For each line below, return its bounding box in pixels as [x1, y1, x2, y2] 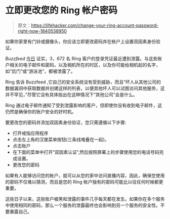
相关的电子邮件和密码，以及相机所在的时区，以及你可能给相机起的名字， [9, 62, 160, 68]
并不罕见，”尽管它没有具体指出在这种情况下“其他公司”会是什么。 [5, 92, 138, 98]
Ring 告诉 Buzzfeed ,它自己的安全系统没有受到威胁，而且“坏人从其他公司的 [5, 79, 161, 85]
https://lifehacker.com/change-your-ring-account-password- [31, 22, 159, 28]
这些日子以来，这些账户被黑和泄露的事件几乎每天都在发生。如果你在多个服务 [5, 196, 165, 202]
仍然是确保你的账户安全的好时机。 [5, 108, 76, 114]
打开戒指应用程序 [12, 130, 49, 136]
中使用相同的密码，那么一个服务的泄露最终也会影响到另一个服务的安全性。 [5, 202, 160, 208]
